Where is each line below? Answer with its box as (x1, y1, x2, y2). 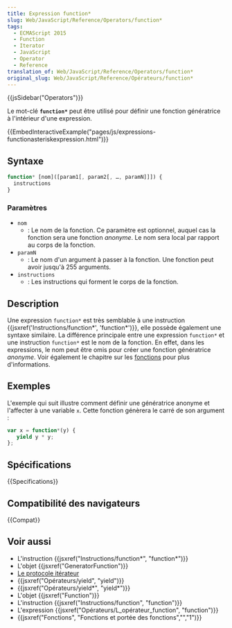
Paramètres (7, 202, 47, 212)
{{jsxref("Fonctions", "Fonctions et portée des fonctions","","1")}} (17, 613, 202, 621)
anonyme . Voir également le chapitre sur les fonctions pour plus (7, 353, 190, 361)
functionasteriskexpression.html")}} (7, 135, 109, 143)
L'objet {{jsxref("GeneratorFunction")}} (17, 561, 129, 570)
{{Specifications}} (7, 478, 59, 486)
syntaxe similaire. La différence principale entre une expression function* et (7, 331, 225, 339)
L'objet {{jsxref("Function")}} (17, 591, 100, 600)
